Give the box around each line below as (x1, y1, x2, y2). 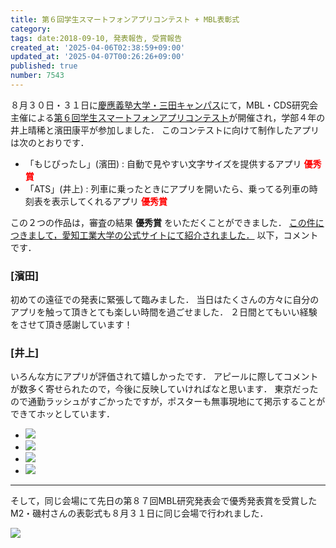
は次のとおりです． (10, 136, 90, 148)
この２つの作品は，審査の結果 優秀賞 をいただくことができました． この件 (10, 216, 316, 228)
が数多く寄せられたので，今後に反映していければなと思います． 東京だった (10, 383, 319, 395)
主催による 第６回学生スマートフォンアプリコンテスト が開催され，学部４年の (10, 111, 326, 123)
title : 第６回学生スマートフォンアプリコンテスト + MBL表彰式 (10, 14, 240, 25)
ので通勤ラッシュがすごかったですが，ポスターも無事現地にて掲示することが (10, 396, 326, 408)
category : (10, 24, 52, 34)
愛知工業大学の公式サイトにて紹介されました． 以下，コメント (61, 229, 319, 241)
